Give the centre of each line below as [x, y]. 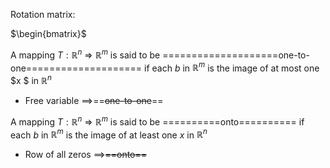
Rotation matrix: [43, 14]
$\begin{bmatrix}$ [48, 33]
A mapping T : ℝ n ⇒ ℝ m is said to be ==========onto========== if [157, 121]
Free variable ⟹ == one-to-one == [94, 100]
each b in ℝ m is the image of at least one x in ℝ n [109, 134]
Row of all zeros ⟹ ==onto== [86, 155]
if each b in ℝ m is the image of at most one [232, 67]
